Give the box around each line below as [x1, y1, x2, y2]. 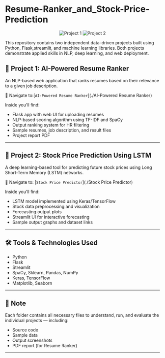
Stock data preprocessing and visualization [12, 203, 100, 209]
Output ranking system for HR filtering [12, 122, 89, 128]
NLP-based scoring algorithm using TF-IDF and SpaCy [12, 117, 123, 123]
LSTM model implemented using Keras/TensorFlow [12, 198, 116, 204]
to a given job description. [5, 83, 58, 89]
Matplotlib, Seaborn [12, 280, 53, 286]
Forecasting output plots [12, 208, 62, 215]
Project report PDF [12, 132, 50, 138]
